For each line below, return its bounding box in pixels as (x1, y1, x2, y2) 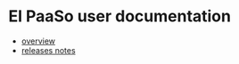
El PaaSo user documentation (8, 6, 231, 27)
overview (21, 36, 55, 46)
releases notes (21, 44, 77, 55)
